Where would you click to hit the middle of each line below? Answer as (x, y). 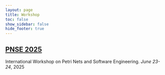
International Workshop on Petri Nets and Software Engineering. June (78, 61)
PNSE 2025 (24, 49)
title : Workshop (22, 15)
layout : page (19, 10)
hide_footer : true (25, 29)
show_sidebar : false (27, 24)
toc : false (17, 19)
